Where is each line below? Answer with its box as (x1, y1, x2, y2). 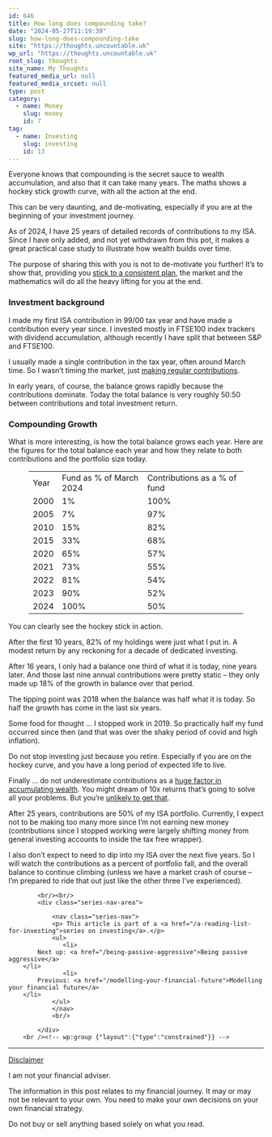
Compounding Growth (8, 418, 98, 430)
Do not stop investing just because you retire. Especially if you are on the (8, 751, 253, 761)
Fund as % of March (62, 472, 139, 483)
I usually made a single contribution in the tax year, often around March (8, 357, 246, 367)
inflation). (8, 736, 40, 745)
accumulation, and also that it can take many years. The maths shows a (8, 178, 247, 188)
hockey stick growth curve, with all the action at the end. (8, 187, 198, 197)
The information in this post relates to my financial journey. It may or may (8, 1086, 252, 1096)
